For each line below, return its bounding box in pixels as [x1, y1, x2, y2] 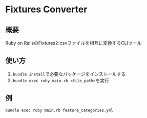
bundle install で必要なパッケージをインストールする [12, 71, 126, 77]
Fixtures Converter [5, 4, 88, 15]
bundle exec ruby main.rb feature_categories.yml [5, 108, 114, 113]
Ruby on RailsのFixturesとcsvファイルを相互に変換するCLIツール [5, 40, 142, 46]
